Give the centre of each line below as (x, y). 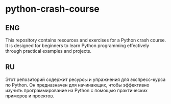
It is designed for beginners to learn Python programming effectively (77, 46)
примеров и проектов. (30, 96)
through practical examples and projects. (48, 51)
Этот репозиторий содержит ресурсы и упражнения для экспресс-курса (86, 79)
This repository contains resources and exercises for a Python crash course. (86, 40)
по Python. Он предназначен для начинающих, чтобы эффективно (77, 85)
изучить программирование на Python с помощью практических (77, 90)
